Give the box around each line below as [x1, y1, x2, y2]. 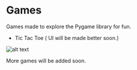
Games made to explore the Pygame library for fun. [6, 23, 132, 30]
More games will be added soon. [6, 57, 86, 64]
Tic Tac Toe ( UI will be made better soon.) [14, 34, 119, 41]
